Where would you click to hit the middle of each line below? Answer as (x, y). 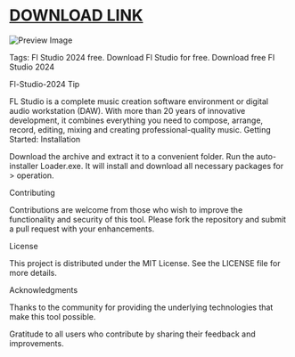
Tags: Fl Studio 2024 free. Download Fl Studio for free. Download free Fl (142, 57)
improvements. (37, 343)
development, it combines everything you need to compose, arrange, (136, 120)
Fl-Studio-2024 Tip (45, 84)
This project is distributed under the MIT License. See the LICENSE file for (145, 263)
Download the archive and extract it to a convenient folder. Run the (132, 156)
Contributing (32, 192)
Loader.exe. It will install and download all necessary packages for (161, 166)
